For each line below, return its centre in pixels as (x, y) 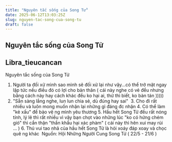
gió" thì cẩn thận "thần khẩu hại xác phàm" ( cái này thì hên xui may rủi (88, 123)
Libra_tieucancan (34, 63)
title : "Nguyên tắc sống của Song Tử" (47, 10)
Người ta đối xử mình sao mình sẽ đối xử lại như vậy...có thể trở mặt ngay (90, 85)
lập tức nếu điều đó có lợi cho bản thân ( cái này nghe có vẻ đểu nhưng (88, 90)
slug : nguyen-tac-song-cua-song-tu (43, 19)
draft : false (19, 24)
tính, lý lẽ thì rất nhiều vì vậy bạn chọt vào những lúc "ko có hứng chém (88, 117)
